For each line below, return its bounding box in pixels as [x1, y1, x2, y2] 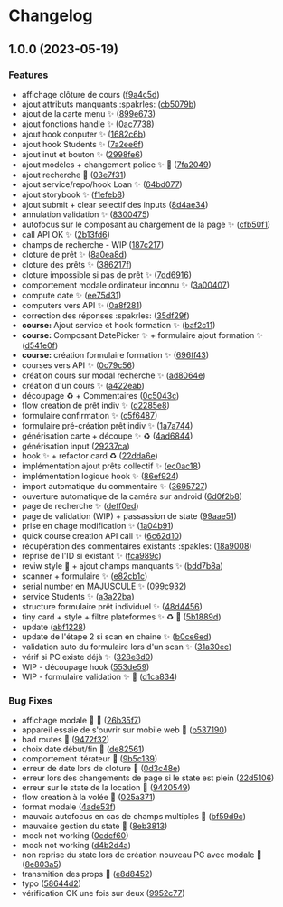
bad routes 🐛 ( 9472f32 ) [21, 734, 110, 745]
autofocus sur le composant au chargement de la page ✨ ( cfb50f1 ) [21, 219, 271, 230]
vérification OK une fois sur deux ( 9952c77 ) [21, 888, 186, 899]
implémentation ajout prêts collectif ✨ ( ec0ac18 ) [21, 460, 202, 471]
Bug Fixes [8, 694, 53, 706]
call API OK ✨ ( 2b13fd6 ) [21, 229, 110, 240]
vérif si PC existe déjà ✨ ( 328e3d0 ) [21, 651, 154, 662]
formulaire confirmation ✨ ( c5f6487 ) [21, 410, 158, 420]
